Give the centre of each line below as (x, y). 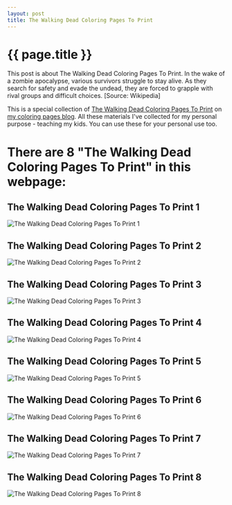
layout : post (26, 14)
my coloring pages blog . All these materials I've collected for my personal (112, 117)
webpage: (37, 182)
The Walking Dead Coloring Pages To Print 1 (104, 207)
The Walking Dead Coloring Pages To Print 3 (105, 284)
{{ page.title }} (50, 55)
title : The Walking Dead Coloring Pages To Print (80, 20)
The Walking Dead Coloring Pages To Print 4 (105, 323)
